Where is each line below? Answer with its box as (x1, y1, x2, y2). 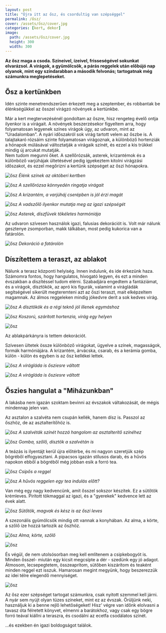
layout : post (5, 7, 32, 12)
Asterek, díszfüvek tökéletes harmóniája (18, 211, 101, 217)
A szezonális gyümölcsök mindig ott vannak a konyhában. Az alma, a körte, (5, 518, 159, 524)
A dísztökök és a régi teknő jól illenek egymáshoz (18, 304, 120, 310)
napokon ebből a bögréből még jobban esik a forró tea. (5, 459, 118, 465)
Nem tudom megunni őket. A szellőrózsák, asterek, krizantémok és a (5, 152, 145, 158)
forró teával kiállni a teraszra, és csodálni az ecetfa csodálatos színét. (5, 613, 147, 619)
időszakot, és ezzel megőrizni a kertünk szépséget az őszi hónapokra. (5, 163, 149, 169)
